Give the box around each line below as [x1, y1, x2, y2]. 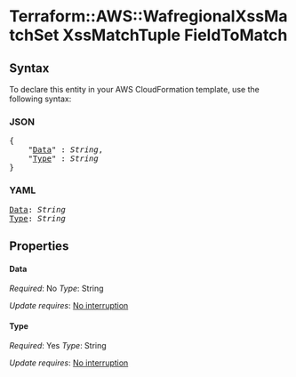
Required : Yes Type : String [9, 341, 107, 351]
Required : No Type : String [9, 283, 104, 294]
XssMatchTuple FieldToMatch [61, 25, 288, 45]
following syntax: [9, 93, 72, 104]
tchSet [9, 25, 60, 45]
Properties [9, 238, 69, 253]
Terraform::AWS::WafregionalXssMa [9, 6, 288, 27]
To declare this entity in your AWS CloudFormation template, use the [9, 84, 260, 94]
